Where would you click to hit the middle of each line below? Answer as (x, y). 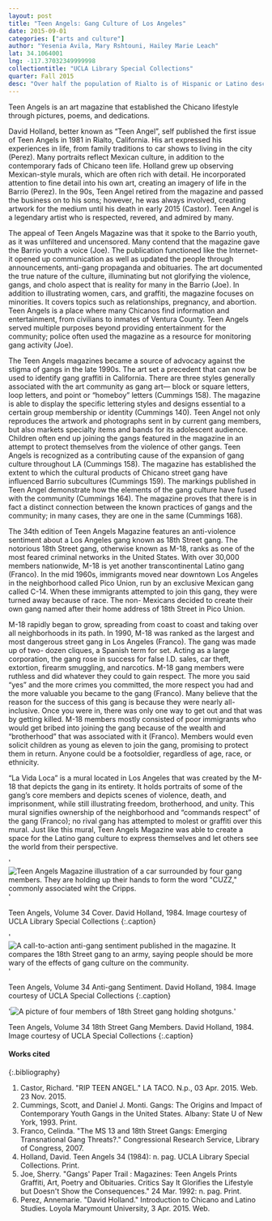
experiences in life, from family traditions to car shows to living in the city (130, 148)
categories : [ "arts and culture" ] (67, 38)
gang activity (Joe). (41, 344)
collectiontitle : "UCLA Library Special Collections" (101, 69)
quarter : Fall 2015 (41, 76)
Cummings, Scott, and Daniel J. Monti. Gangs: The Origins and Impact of (141, 1105)
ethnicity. (24, 762)
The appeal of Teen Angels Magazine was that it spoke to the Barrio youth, (133, 233)
